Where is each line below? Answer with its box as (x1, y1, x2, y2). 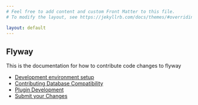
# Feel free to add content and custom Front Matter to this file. (6, 8, 176, 15)
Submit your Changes (14, 93, 68, 100)
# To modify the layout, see (6, 14, 78, 20)
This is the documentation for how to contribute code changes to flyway (6, 63, 181, 70)
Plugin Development (14, 86, 64, 93)
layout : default (6, 25, 46, 31)
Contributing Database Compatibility (14, 80, 104, 87)
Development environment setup (14, 74, 94, 81)
